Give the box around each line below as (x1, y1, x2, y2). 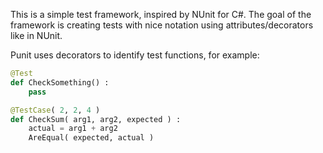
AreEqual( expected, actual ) (28, 133, 155, 143)
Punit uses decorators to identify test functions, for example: (10, 49, 260, 61)
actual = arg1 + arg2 (28, 124, 118, 134)
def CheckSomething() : (10, 77, 110, 88)
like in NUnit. (10, 30, 63, 41)
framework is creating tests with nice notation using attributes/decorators (10, 19, 314, 31)
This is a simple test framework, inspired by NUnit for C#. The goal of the (10, 9, 312, 20)
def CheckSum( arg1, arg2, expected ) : (10, 114, 182, 124)
